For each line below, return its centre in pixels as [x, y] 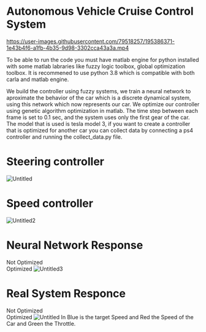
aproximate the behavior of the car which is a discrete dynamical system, [99, 98]
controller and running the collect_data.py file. [64, 137]
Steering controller [55, 162]
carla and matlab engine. [38, 79]
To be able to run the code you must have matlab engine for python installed [103, 60]
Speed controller [50, 203]
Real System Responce [66, 293]
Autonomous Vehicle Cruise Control [100, 11]
